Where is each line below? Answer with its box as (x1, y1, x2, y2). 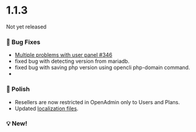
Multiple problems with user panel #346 (14, 51, 113, 59)
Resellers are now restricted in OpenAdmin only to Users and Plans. (14, 98, 180, 105)
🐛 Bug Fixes (6, 38, 40, 46)
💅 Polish (6, 85, 30, 94)
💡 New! (6, 120, 28, 128)
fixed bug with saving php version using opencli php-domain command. (14, 64, 191, 71)
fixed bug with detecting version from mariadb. (14, 57, 130, 65)
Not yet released (6, 23, 47, 30)
